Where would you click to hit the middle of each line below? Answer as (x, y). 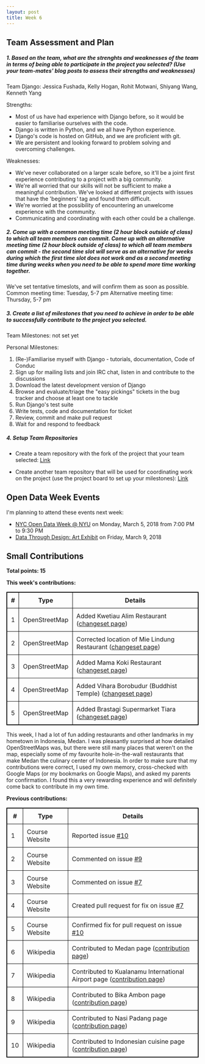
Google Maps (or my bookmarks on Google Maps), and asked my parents (99, 774)
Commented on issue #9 (107, 859)
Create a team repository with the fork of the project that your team (100, 453)
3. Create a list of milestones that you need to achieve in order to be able (100, 314)
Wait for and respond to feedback (57, 424)
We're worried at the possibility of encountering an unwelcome (94, 205)
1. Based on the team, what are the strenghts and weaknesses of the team (103, 58)
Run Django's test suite (44, 405)
